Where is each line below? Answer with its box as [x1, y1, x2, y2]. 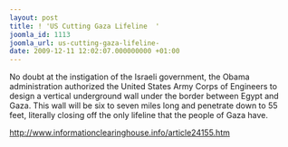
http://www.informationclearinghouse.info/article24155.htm [9, 127, 231, 138]
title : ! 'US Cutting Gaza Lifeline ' [9, 22, 160, 31]
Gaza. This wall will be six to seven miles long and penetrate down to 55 [9, 100, 278, 111]
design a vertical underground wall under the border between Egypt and [9, 91, 279, 102]
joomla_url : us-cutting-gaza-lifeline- [9, 38, 160, 48]
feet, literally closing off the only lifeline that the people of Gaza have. [9, 110, 269, 121]
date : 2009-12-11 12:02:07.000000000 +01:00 [9, 47, 180, 56]
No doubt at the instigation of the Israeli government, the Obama [9, 71, 251, 82]
